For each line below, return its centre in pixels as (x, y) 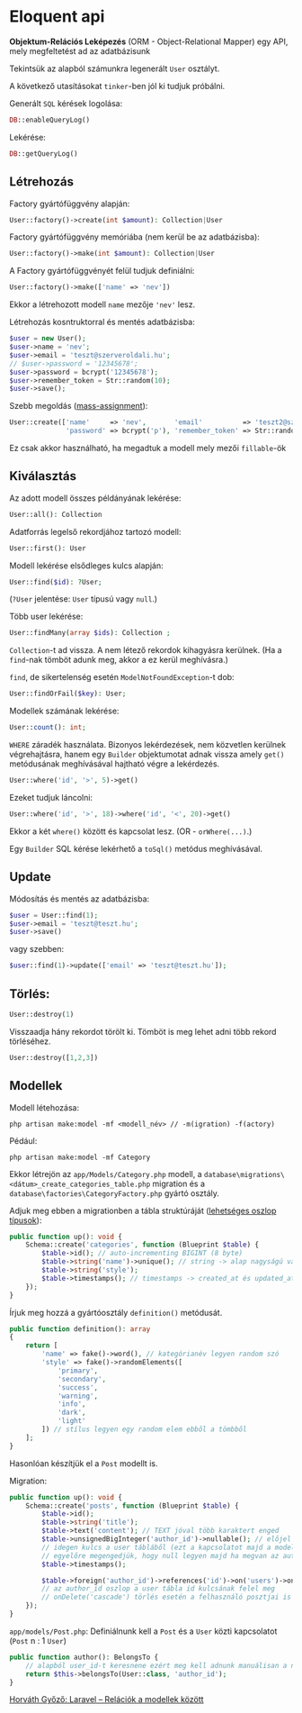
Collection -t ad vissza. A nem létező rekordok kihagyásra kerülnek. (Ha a (146, 650)
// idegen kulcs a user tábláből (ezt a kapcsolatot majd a (156, 1547)
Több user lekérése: (46, 616)
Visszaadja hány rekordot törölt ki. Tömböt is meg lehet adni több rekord (143, 1031)
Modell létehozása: (44, 1107)
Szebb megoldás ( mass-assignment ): (79, 406)
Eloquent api (57, 17)
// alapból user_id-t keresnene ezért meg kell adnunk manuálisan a (156, 1665)
